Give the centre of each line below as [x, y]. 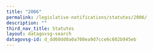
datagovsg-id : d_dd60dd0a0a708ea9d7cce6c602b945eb [71, 39]
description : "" [27, 23]
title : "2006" [24, 12]
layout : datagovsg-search [39, 34]
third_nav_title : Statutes [40, 28]
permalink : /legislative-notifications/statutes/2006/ [77, 17]
